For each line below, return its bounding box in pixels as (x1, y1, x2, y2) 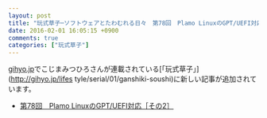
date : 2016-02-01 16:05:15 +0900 (8, 26, 119, 34)
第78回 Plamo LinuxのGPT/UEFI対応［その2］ (19, 101, 174, 111)
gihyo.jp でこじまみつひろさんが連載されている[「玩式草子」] (8, 65, 199, 74)
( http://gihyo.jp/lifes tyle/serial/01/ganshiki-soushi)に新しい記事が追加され (8, 74, 250, 84)
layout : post (8, 11, 52, 20)
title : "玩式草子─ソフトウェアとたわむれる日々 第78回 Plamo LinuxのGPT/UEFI (8, 19, 252, 27)
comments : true (8, 33, 59, 42)
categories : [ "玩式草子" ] (8, 41, 90, 49)
